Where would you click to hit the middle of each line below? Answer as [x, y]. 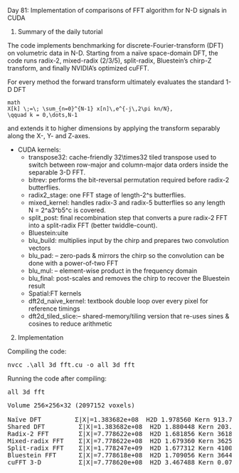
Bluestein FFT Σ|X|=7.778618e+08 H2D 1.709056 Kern [111, 455]
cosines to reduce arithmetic [70, 324]
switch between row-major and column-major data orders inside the [128, 165]
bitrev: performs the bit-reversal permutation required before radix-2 [129, 180]
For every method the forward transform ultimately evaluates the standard [116, 82]
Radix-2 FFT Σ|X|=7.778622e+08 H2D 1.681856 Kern [111, 434]
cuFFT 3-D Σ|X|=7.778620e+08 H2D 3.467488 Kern [111, 462]
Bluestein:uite [48, 233]
